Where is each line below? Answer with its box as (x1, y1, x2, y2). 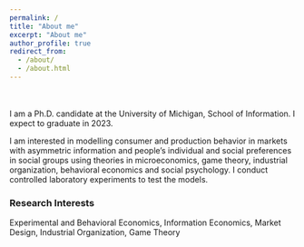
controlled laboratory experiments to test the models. (9, 173, 209, 184)
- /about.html (17, 64, 71, 74)
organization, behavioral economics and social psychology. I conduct (9, 164, 269, 175)
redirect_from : (9, 47, 67, 56)
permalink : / (9, 13, 59, 23)
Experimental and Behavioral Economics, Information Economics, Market (9, 217, 281, 228)
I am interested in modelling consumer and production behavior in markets (9, 135, 288, 146)
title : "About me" (9, 22, 79, 31)
